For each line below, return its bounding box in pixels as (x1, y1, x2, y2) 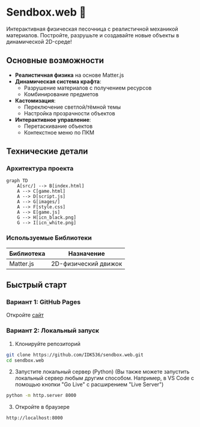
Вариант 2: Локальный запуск (6, 327, 100, 335)
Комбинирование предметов (23, 90, 99, 98)
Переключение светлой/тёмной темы (23, 103, 121, 111)
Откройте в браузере (14, 404, 70, 411)
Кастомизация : (14, 97, 56, 104)
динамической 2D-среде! (6, 38, 72, 45)
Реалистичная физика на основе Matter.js (14, 71, 124, 79)
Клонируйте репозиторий (14, 340, 81, 347)
